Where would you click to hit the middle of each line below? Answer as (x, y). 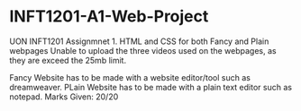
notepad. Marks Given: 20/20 (64, 97)
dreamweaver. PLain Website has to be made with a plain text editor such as (151, 87)
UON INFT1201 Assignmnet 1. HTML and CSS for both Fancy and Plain (139, 41)
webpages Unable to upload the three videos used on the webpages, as (143, 50)
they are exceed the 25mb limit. (68, 60)
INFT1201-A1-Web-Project (109, 17)
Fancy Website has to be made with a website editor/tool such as (130, 77)
